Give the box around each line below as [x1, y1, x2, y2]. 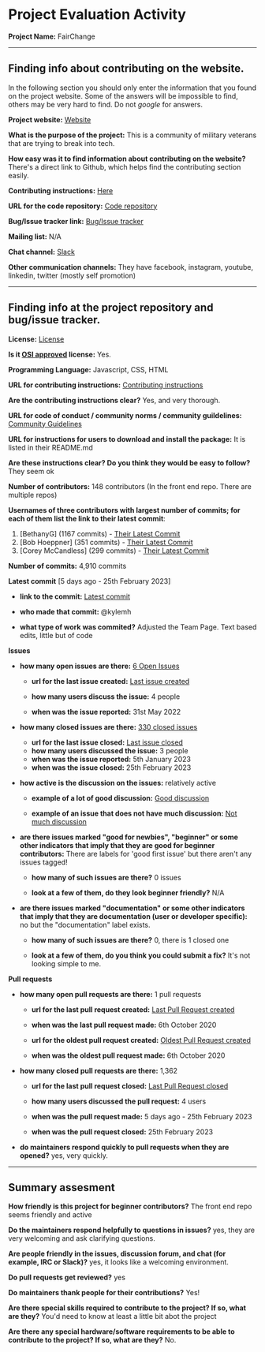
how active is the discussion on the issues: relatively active [19, 778, 217, 787]
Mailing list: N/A [8, 231, 62, 241]
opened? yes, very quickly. [19, 1150, 109, 1160]
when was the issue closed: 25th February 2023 [31, 763, 192, 772]
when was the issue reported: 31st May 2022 [31, 707, 181, 716]
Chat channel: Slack [8, 247, 75, 256]
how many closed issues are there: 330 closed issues [19, 722, 198, 731]
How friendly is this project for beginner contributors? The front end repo [8, 1201, 252, 1212]
